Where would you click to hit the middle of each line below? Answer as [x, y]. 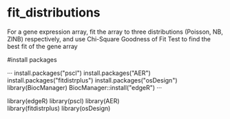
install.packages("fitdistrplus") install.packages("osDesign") [92, 80]
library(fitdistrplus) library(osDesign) [59, 108]
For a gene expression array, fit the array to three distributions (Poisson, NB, [115, 32]
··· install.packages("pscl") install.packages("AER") [79, 73]
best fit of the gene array [42, 46]
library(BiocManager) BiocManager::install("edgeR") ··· [85, 87]
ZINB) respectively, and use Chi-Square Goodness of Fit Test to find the [109, 39]
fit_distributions [54, 13]
